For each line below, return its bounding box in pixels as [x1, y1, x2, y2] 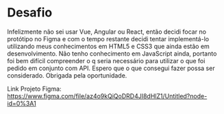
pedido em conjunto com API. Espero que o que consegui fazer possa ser [7, 64, 215, 72]
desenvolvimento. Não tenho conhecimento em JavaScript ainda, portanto [7, 49, 217, 58]
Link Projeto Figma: [7, 84, 62, 93]
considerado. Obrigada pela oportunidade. [7, 71, 127, 80]
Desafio [7, 5, 53, 21]
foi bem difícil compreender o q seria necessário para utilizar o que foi [7, 56, 206, 65]
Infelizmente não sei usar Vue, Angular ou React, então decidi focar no [7, 27, 207, 36]
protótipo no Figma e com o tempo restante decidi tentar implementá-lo [7, 34, 210, 43]
